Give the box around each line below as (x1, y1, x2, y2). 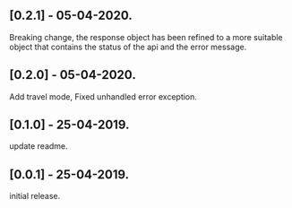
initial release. (9, 191, 61, 202)
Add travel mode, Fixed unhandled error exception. (9, 91, 197, 102)
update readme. (9, 141, 69, 152)
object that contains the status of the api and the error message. (9, 41, 247, 52)
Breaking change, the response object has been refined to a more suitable (9, 31, 284, 42)
